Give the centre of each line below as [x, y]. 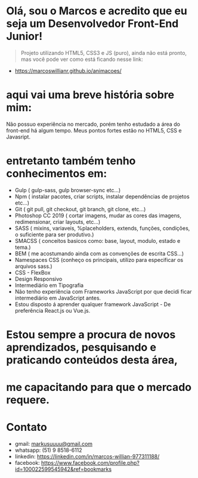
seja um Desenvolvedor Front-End [92, 24]
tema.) [23, 247]
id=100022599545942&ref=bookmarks [63, 469]
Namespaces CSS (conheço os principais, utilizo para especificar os [99, 260]
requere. [28, 400]
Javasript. [18, 137]
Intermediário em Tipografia [49, 285]
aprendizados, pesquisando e [81, 347]
